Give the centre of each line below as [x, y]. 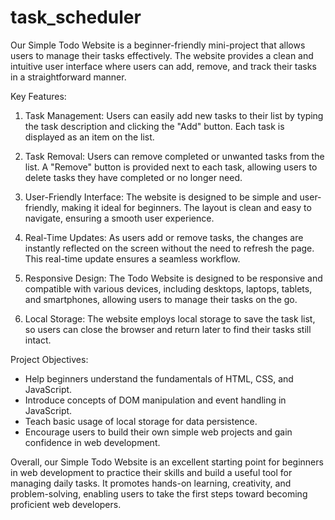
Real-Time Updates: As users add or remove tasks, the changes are [164, 237]
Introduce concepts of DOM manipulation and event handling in [155, 400]
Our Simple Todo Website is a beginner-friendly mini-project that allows [158, 45]
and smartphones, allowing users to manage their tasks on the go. [161, 299]
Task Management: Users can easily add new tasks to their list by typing [174, 115]
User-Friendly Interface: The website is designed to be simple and [161, 197]
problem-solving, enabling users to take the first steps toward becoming [159, 493]
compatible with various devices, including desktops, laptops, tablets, [168, 288]
